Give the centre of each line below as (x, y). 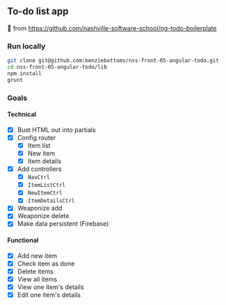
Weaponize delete (43, 216)
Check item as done (46, 263)
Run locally (26, 46)
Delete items (35, 271)
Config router (37, 138)
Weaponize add (40, 208)
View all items (37, 279)
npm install (24, 73)
